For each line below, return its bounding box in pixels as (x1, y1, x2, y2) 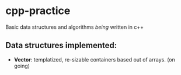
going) (13, 62, 30, 69)
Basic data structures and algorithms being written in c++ (5, 23, 144, 30)
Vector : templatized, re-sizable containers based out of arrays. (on (13, 56, 176, 63)
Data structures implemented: (5, 40, 117, 50)
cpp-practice (5, 4, 71, 18)
